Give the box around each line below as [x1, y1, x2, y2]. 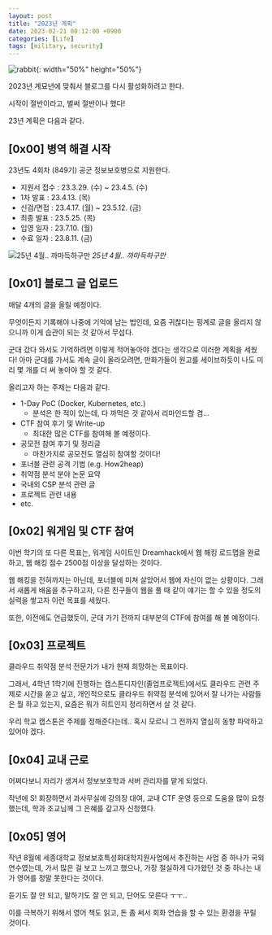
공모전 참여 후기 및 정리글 [19, 439, 101, 448]
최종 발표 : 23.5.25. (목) [19, 212, 96, 222]
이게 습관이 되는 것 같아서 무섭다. [29, 327, 134, 337]
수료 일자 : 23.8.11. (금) [19, 233, 93, 242]
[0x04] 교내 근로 [8, 753, 89, 767]
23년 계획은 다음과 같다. [8, 116, 84, 126]
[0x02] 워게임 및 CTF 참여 [8, 524, 135, 538]
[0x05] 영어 [8, 829, 67, 843]
